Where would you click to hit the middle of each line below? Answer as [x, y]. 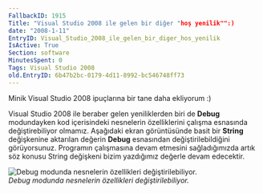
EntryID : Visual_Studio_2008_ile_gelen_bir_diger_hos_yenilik [114, 38]
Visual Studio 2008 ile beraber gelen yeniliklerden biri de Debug [114, 114]
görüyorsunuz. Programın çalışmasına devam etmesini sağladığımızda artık [132, 147]
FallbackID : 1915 [37, 16]
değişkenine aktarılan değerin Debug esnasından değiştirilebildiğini [119, 139]
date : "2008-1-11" [39, 30]
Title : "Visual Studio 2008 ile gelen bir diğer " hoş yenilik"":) [121, 23]
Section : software [39, 53]
